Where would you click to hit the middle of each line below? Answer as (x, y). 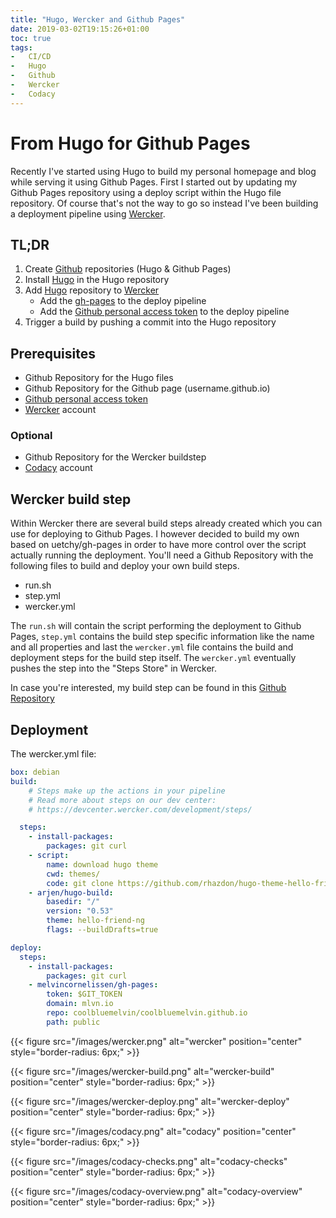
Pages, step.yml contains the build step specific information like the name (162, 637)
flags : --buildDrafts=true (102, 930)
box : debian (35, 772)
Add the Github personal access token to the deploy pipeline (164, 312)
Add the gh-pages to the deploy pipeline (123, 301)
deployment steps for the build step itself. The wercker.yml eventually (153, 658)
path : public (73, 1022)
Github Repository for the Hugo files (99, 378)
